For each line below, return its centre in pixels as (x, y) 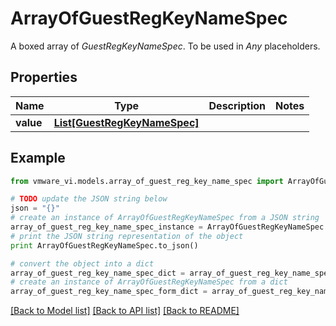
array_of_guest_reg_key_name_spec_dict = (98, 273)
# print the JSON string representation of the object (127, 236)
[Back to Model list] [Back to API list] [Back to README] (125, 311)
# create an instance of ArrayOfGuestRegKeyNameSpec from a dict (149, 282)
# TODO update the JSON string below (89, 199)
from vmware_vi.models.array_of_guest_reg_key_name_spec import (147, 181)
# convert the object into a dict (82, 263)
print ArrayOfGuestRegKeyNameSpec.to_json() (104, 245)
